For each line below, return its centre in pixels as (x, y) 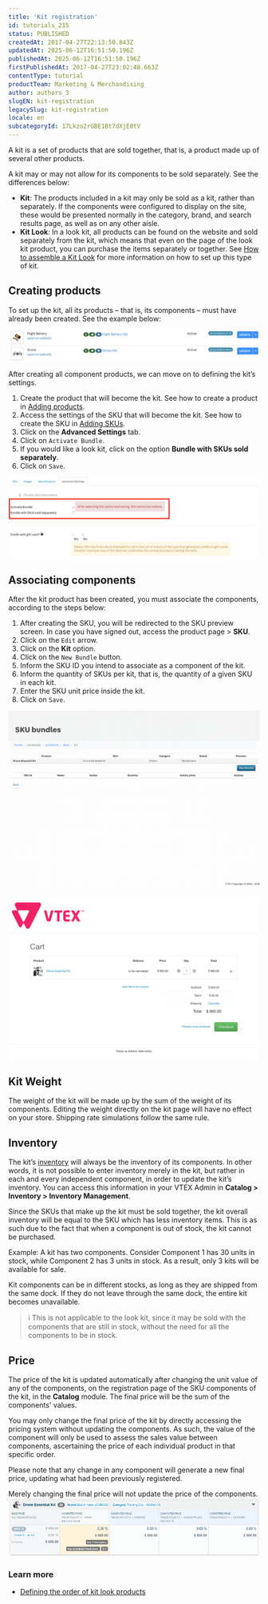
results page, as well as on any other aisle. (89, 223)
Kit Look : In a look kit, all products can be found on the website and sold (139, 232)
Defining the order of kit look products (83, 1591)
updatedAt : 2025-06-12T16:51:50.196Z (71, 51)
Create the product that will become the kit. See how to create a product (138, 398)
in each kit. (38, 683)
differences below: (39, 182)
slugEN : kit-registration (51, 101)
